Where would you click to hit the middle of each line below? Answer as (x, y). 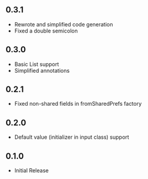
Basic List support (37, 64)
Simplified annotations (42, 70)
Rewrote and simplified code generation (64, 24)
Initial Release (31, 171)
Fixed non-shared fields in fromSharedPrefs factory (78, 104)
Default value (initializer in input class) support (72, 137)
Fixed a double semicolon (46, 31)
